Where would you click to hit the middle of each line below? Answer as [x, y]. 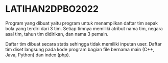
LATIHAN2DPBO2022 [52, 9]
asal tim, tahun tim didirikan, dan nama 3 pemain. [57, 34]
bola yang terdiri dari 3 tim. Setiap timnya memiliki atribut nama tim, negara [84, 28]
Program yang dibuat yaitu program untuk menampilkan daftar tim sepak [82, 23]
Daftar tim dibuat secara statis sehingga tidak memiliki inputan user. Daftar [83, 44]
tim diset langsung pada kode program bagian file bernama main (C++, [80, 49]
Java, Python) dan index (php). [38, 55]
